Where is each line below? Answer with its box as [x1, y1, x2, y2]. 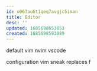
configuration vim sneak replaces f [6, 59, 91, 66]
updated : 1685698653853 [6, 25, 65, 31]
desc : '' [6, 20, 28, 25]
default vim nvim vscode [6, 47, 66, 54]
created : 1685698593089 [6, 31, 65, 37]
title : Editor [6, 14, 41, 20]
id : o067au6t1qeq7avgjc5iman [6, 8, 78, 15]
